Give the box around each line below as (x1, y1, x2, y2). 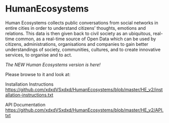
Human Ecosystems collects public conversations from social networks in (5, 20, 158, 26)
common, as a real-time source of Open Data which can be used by (15, 36, 156, 42)
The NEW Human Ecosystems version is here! (5, 61, 101, 68)
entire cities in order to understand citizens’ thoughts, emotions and (5, 25, 146, 31)
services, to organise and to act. (5, 51, 72, 58)
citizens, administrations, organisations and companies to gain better (5, 41, 149, 47)
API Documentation (5, 101, 45, 107)
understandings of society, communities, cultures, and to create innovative (5, 46, 161, 52)
